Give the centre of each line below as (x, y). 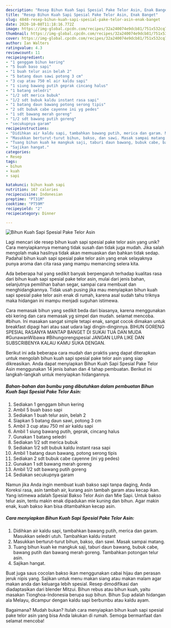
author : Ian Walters (28, 43)
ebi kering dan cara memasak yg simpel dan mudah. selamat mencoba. (80, 316)
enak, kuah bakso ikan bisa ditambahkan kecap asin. (61, 506)
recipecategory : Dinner (31, 213)
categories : (18, 152)
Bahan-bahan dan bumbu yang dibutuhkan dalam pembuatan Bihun (80, 386)
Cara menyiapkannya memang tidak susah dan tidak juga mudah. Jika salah (85, 248)
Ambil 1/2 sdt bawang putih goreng (50, 470)
